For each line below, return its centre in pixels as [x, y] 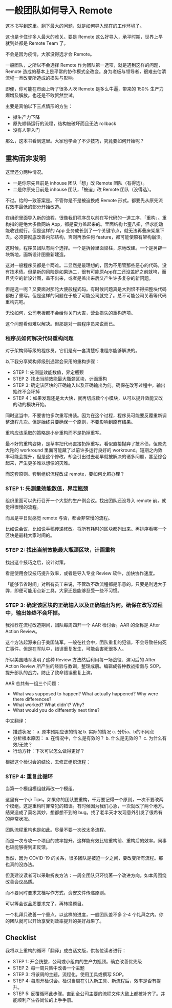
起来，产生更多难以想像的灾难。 [39, 463]
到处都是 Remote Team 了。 [39, 43]
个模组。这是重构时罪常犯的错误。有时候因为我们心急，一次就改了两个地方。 [86, 806]
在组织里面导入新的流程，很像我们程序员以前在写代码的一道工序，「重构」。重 [86, 218]
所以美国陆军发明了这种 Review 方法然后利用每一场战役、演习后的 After [81, 659]
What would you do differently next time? [56, 710]
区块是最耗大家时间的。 [30, 535]
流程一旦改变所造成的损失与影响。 [41, 78]
